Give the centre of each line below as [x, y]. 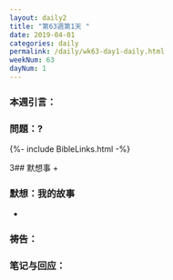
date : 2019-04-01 [42, 35]
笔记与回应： [38, 266]
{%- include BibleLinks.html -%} [70, 149]
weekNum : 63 [32, 60]
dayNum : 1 [28, 69]
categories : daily [44, 43]
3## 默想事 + [34, 168]
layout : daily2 [38, 18]
